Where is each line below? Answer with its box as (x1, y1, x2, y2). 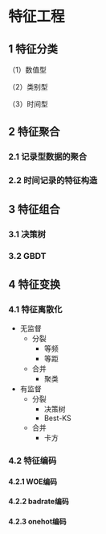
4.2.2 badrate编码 (8, 497, 70, 507)
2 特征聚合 (8, 125, 60, 139)
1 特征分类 (8, 42, 59, 56)
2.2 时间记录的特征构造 (8, 175, 98, 186)
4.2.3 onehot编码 (8, 516, 67, 526)
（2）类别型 (8, 82, 48, 91)
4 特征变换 (8, 277, 61, 291)
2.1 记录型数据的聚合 (8, 151, 88, 162)
